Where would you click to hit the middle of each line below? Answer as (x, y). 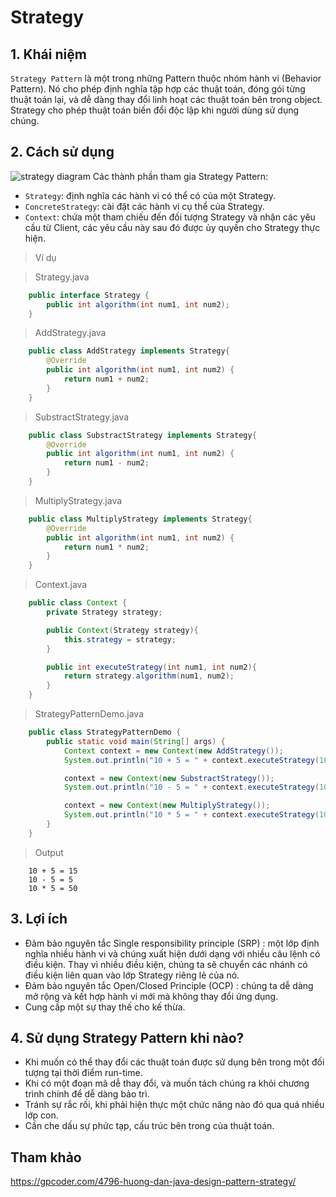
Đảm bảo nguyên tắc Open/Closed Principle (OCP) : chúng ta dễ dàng (169, 985)
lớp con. (41, 1115)
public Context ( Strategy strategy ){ (122, 630)
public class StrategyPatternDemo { (105, 732)
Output (49, 852)
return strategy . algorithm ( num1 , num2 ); (149, 676)
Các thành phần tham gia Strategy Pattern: (180, 176)
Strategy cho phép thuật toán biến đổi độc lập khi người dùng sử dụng (155, 110)
